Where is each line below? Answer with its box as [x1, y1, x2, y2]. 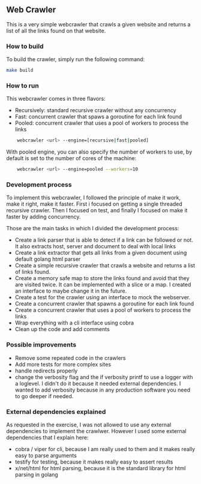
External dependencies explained [6, 407, 106, 416]
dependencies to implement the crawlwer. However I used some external [6, 427, 187, 434]
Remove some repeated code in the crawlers [14, 354, 126, 362]
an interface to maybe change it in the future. [14, 287, 127, 294]
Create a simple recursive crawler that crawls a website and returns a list [14, 262, 196, 269]
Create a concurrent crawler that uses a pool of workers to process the [14, 306, 191, 314]
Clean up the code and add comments [14, 326, 110, 333]
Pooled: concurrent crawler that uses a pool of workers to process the [14, 119, 189, 127]
